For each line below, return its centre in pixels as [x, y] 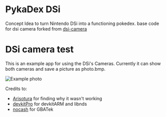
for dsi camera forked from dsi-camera [46, 28]
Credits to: [16, 89]
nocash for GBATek [33, 109]
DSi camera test [39, 50]
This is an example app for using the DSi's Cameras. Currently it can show [83, 63]
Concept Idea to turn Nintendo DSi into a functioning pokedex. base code [82, 23]
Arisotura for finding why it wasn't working [57, 98]
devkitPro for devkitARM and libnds [50, 104]
